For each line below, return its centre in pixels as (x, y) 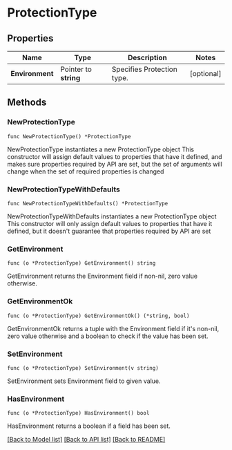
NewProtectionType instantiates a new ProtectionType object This (101, 149)
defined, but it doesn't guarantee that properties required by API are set (109, 231)
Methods (27, 103)
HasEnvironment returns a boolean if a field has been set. (89, 426)
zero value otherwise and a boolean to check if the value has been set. (108, 336)
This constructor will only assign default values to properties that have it (110, 223)
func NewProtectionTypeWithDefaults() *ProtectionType (88, 203)
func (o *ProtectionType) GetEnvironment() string (81, 263)
